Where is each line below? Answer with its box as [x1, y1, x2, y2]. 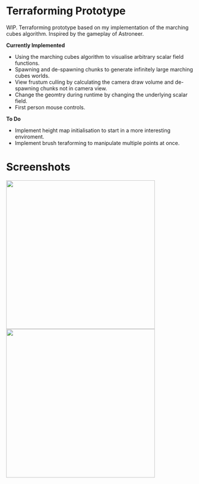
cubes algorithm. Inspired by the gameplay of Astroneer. [6, 30, 144, 37]
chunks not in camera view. [40, 84, 108, 92]
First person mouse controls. [14, 103, 86, 111]
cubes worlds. [14, 72, 50, 79]
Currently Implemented [6, 42, 65, 49]
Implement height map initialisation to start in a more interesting [14, 127, 171, 134]
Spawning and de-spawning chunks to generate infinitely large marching [14, 65, 193, 73]
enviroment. [14, 133, 45, 140]
